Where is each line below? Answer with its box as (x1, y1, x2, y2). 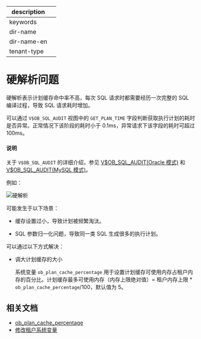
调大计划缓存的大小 (14, 255, 63, 263)
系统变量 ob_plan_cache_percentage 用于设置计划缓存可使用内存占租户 (14, 269, 188, 276)
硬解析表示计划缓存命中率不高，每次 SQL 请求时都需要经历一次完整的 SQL (6, 94, 190, 101)
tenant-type (9, 47, 44, 55)
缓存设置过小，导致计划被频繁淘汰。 (14, 218, 105, 225)
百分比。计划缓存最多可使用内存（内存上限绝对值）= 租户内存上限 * (25, 276, 193, 283)
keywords (9, 18, 37, 26)
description (11, 8, 45, 16)
